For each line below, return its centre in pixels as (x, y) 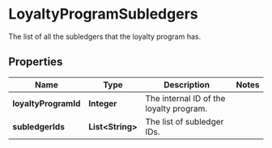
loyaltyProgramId (47, 104)
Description (187, 84)
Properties (36, 62)
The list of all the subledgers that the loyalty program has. (104, 36)
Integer (103, 104)
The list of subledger (185, 121)
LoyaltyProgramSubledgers (103, 14)
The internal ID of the (185, 98)
